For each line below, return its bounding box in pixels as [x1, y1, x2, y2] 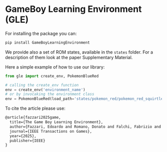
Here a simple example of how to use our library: [5, 64, 105, 70]
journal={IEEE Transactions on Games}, [9, 129, 92, 134]
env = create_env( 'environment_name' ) [5, 87, 85, 92]
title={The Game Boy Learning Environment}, [9, 120, 103, 125]
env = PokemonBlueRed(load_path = [5, 96, 75, 101]
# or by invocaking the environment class [5, 92, 94, 97]
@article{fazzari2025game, [5, 115, 61, 120]
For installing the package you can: [5, 30, 77, 36]
